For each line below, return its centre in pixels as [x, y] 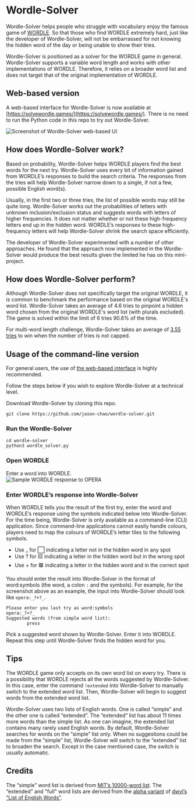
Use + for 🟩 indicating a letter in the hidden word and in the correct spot [102, 565]
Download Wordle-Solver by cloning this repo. [61, 403]
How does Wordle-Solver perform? [71, 279]
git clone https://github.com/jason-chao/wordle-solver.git [81, 414]
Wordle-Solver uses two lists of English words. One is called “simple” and [94, 709]
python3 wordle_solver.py [37, 446]
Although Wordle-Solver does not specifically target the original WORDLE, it [97, 294]
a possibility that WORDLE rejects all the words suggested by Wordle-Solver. [98, 679]
